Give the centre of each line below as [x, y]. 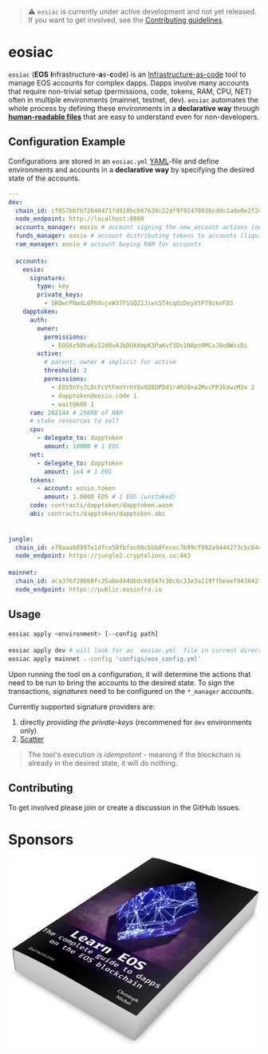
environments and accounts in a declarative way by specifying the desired [132, 169]
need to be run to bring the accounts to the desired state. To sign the [122, 683]
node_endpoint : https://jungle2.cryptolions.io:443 [103, 556]
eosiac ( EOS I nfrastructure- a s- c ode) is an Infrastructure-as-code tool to [127, 74]
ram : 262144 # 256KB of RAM [76, 413]
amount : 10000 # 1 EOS [81, 446]
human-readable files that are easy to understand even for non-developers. [134, 117]
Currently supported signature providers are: [82, 707]
